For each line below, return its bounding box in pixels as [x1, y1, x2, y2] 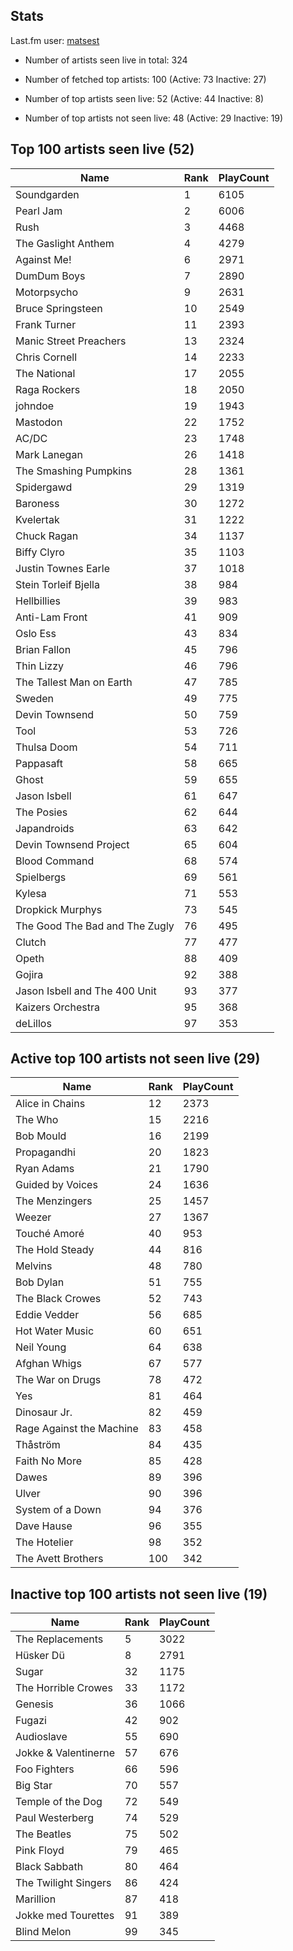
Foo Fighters [15, 1762, 75, 1776]
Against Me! [15, 252, 72, 266]
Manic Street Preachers [15, 334, 127, 348]
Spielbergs [15, 870, 67, 884]
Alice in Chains [15, 1097, 86, 1111]
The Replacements [15, 1632, 104, 1646]
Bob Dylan [15, 1275, 65, 1289]
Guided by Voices [15, 1178, 98, 1192]
